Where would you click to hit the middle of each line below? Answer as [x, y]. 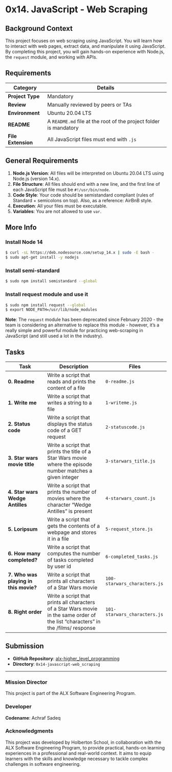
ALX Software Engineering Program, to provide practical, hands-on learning [85, 747]
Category [25, 87]
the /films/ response [71, 628]
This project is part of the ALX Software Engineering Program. [71, 693]
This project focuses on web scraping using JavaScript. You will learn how [84, 41]
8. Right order [25, 612]
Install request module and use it [47, 295]
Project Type [24, 96]
